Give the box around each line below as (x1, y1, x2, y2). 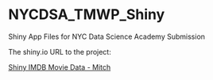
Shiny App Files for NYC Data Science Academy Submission (8, 32, 205, 41)
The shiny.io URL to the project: (8, 47, 111, 56)
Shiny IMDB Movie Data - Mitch (8, 62, 111, 72)
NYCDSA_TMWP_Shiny (8, 6, 165, 24)
